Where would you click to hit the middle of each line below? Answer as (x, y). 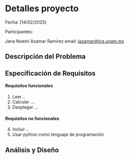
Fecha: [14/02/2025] (26, 22)
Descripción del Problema (45, 57)
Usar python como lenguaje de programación (58, 134)
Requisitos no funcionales (32, 118)
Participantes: (19, 31)
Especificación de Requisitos (50, 73)
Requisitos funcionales (29, 86)
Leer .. (19, 97)
